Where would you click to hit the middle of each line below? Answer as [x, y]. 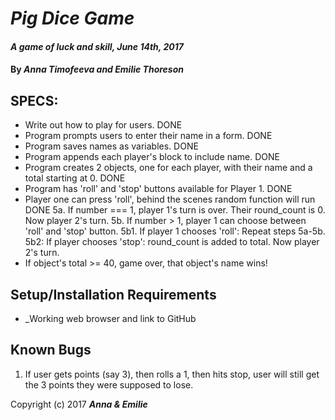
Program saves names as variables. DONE [111, 146]
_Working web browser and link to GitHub [110, 318]
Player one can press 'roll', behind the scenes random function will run [170, 199]
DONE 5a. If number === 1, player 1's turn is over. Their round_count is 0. [175, 210]
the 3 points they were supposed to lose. [109, 384]
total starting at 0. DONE [75, 178]
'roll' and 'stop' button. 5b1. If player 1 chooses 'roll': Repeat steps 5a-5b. [175, 231]
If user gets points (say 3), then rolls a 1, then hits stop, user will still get [172, 374]
